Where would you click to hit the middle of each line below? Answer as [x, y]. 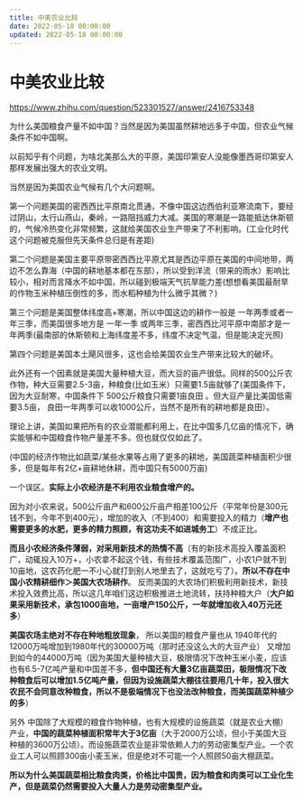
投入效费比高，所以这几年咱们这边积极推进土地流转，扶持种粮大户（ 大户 [151, 593]
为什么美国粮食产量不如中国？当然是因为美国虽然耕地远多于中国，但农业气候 [151, 126]
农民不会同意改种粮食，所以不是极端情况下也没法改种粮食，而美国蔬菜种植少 [151, 692]
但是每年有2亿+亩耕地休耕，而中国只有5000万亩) [116, 468]
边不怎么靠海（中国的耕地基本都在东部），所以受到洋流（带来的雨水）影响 [146, 271]
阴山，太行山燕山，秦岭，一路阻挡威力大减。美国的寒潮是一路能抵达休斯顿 [155, 218]
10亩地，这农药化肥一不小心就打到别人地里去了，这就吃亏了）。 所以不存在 [146, 571]
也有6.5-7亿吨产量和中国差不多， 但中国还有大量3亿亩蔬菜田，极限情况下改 [148, 669]
